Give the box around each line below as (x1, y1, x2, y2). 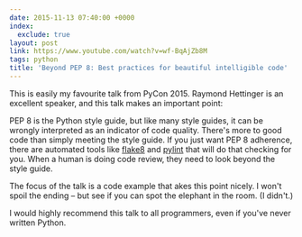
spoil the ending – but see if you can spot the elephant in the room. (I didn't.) (9, 190, 294, 201)
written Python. (9, 217, 67, 228)
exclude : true (17, 30, 70, 39)
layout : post (9, 38, 59, 48)
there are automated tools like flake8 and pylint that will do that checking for (9, 143, 292, 154)
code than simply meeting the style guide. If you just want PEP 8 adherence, (9, 134, 293, 145)
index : (9, 22, 34, 31)
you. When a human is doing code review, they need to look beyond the (9, 153, 276, 164)
